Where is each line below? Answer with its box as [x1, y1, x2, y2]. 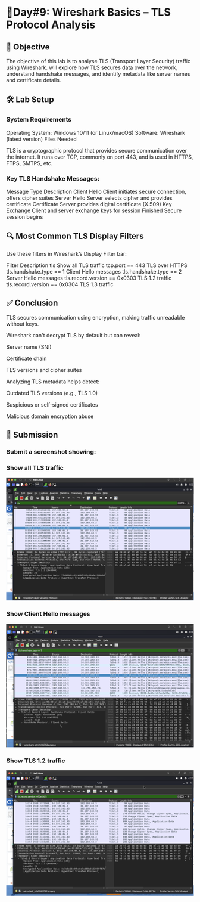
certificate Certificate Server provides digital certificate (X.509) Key [6, 200, 172, 207]
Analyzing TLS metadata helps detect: [6, 378, 100, 385]
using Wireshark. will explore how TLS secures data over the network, [6, 64, 178, 71]
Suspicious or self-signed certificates [6, 401, 98, 408]
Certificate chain [6, 355, 47, 362]
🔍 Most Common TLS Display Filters [6, 231, 144, 241]
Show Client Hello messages [6, 610, 90, 618]
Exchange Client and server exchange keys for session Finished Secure [6, 207, 182, 214]
